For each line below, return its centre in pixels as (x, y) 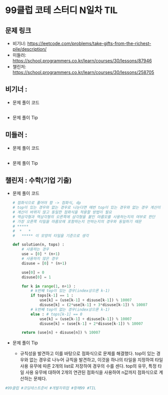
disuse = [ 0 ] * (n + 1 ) (44, 263)
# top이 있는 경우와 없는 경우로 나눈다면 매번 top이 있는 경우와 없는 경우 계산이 (87, 208)
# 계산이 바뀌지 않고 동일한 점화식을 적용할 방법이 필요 (62, 212)
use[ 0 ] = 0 (33, 272)
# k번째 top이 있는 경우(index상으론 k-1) (70, 291)
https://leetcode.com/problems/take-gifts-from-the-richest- (89, 43)
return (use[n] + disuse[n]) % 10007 (61, 333)
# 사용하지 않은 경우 (40, 259)
